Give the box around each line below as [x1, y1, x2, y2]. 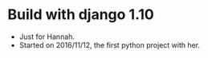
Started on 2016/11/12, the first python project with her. [18, 40, 201, 49]
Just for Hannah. [18, 32, 75, 41]
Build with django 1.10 [7, 6, 154, 24]
